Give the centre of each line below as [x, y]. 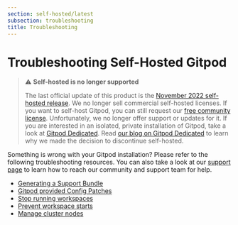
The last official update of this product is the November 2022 [114, 96]
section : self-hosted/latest [50, 14]
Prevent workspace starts [55, 206]
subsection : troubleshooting [50, 21]
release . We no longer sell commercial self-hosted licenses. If [137, 103]
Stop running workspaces [55, 199]
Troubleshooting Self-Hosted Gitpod [117, 62]
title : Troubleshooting [43, 27]
